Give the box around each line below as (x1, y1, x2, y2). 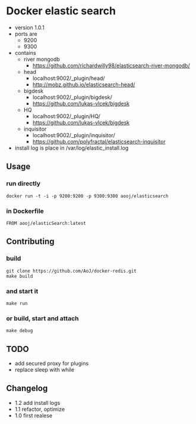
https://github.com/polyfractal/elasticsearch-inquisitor (32, 138, 166, 145)
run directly (6, 179, 40, 188)
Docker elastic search (6, 4, 116, 18)
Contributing (6, 237, 55, 247)
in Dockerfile (6, 207, 45, 215)
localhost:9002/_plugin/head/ (32, 75, 105, 82)
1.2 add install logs (14, 399, 61, 406)
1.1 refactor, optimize (14, 406, 65, 413)
